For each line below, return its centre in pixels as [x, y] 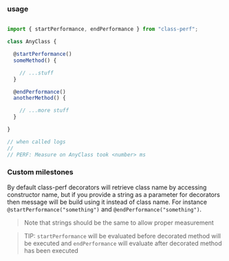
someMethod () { [35, 60]
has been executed [51, 250]
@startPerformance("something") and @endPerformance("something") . [104, 209]
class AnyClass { [32, 42]
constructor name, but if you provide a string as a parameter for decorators [113, 194]
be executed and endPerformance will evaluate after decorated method [123, 243]
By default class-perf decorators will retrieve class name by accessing [107, 187]
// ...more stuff [44, 111]
